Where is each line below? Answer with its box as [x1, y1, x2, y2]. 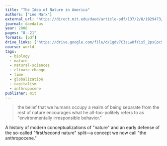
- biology [9, 53, 30, 59]
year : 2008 [5, 26, 28, 31]
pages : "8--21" [5, 30, 37, 35]
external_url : [5, 16, 35, 21]
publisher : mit [5, 91, 37, 96]
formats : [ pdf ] [5, 35, 37, 40]
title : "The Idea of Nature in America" [5, 7, 90, 12]
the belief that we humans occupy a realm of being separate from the [17, 104, 160, 110]
